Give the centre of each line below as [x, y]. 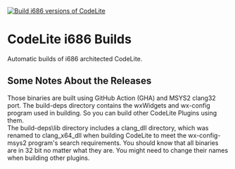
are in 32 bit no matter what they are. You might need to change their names [118, 150]
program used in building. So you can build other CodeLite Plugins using [112, 113]
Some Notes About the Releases [80, 81]
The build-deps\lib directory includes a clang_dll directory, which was [108, 127]
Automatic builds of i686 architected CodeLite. [75, 58]
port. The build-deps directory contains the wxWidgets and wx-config [109, 105]
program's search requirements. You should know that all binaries [123, 143]
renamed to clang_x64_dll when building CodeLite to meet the [97, 135]
